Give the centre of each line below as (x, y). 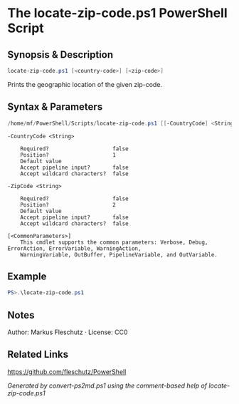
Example (27, 276)
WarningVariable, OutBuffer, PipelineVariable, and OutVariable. (119, 254)
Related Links (38, 354)
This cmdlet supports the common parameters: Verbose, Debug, (114, 242)
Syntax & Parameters (55, 107)
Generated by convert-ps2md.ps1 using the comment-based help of (107, 385)
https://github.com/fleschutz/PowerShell (67, 371)
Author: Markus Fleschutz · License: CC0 (68, 332)
